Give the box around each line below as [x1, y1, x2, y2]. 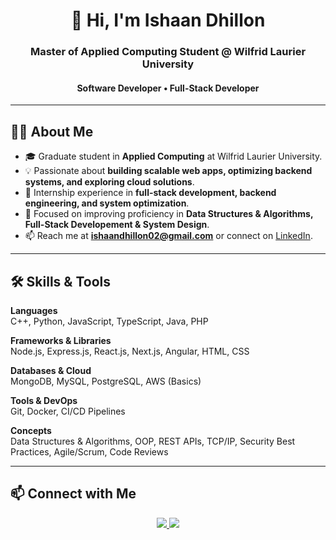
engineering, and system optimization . [24, 197, 190, 209]
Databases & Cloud [10, 364, 92, 376]
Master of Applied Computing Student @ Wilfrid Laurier [29, 45, 307, 59]
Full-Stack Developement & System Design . [24, 219, 210, 231]
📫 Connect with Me [10, 485, 137, 503]
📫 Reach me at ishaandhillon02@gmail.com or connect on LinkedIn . [24, 230, 313, 242]
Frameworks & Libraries [10, 334, 112, 346]
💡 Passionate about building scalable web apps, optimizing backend [24, 165, 313, 177]
